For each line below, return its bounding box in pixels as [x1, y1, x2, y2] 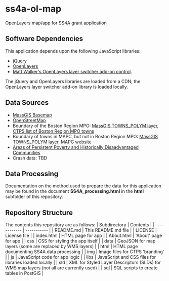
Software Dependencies [5, 34, 83, 43]
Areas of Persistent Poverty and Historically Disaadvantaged [12, 144, 139, 150]
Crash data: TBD [12, 155, 47, 161]
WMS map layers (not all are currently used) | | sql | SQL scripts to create [5, 265, 158, 271]
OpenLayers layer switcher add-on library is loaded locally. [5, 84, 128, 90]
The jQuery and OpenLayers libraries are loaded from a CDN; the [5, 78, 141, 84]
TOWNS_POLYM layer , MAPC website [12, 139, 92, 145]
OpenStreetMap [12, 117, 47, 123]
